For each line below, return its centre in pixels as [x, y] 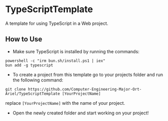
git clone [16, 89]
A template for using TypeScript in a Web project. [57, 23]
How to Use [24, 39]
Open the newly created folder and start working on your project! [80, 113]
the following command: [38, 80]
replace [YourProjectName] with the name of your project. [65, 103]
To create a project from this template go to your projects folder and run [88, 74]
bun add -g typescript [29, 65]
